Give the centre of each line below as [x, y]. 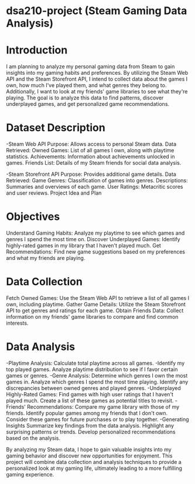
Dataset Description [56, 128]
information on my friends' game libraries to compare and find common [92, 316]
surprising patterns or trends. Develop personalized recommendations [91, 432]
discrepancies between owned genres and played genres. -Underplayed [94, 388]
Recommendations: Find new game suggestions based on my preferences [96, 252]
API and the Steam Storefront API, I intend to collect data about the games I [97, 79]
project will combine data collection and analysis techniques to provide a [94, 462]
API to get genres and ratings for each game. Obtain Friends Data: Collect [95, 311]
